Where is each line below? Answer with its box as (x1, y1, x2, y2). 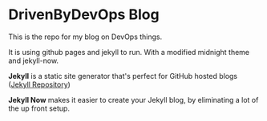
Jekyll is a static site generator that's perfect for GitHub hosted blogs (8, 71, 238, 80)
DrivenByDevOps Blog (8, 6, 160, 24)
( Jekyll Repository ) (8, 80, 71, 89)
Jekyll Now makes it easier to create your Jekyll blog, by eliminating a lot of (8, 95, 259, 104)
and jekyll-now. (8, 56, 59, 65)
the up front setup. (8, 103, 71, 113)
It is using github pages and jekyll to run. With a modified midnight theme (8, 47, 250, 57)
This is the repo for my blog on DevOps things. (8, 32, 163, 41)
